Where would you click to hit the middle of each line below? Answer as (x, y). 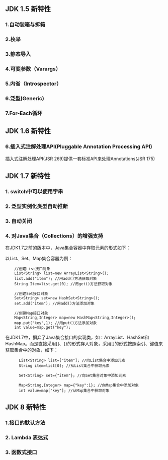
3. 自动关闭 (19, 221)
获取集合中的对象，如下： (32, 350)
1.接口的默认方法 (25, 423)
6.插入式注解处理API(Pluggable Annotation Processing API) (79, 146)
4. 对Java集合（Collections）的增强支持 (54, 236)
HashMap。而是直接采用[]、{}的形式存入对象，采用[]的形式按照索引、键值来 (84, 343)
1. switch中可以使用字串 (34, 191)
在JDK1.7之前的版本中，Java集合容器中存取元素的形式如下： (68, 248)
